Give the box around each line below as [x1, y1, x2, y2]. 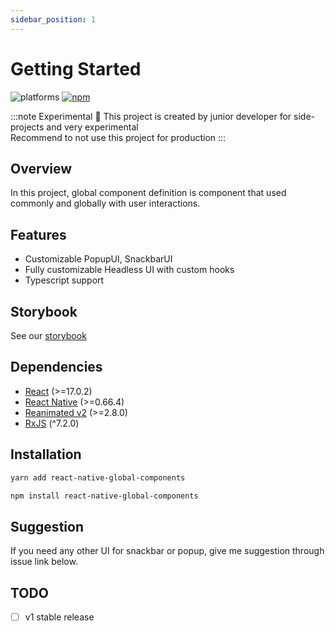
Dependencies [10, 359, 103, 376]
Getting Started [10, 57, 142, 80]
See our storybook [10, 330, 87, 341]
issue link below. [10, 556, 78, 568]
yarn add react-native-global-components [10, 472, 186, 483]
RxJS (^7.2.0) [24, 417, 80, 429]
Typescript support [24, 274, 105, 286]
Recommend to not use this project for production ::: [10, 131, 227, 143]
